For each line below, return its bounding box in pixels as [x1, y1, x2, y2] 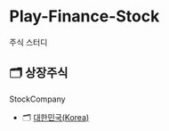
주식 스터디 [9, 37, 48, 47]
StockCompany [9, 94, 66, 104]
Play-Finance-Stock [9, 6, 160, 27]
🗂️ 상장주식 [9, 65, 68, 81]
